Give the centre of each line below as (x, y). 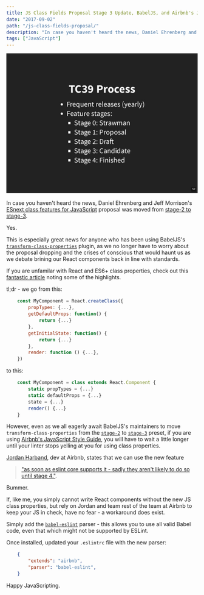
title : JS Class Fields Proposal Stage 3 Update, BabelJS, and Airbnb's (100, 13)
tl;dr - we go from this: (34, 289)
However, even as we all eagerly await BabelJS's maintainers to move (93, 426)
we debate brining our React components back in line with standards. (93, 259)
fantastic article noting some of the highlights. (64, 277)
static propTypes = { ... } (61, 389)
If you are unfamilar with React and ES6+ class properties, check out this (97, 271)
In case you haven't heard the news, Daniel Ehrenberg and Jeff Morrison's (99, 203)
